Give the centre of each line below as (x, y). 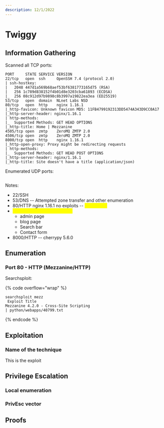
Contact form (33, 232)
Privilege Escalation (37, 376)
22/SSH (20, 195)
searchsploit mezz (24, 297)
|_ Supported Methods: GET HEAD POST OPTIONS (54, 153)
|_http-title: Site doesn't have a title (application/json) (70, 162)
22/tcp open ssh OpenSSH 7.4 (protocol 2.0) (60, 79)
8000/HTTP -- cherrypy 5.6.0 (43, 237)
